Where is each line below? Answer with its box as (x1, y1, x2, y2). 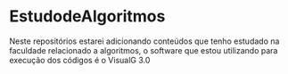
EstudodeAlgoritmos (9, 6, 166, 27)
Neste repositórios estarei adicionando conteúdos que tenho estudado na (9, 36, 280, 46)
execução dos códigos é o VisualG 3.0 (9, 54, 151, 65)
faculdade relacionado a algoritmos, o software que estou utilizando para (9, 45, 278, 55)
